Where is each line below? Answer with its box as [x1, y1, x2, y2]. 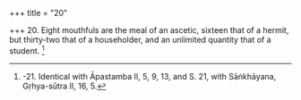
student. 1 [9, 44, 45, 56]
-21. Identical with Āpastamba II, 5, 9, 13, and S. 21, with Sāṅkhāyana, [21, 71, 277, 81]
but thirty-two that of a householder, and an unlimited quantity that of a [9, 35, 271, 45]
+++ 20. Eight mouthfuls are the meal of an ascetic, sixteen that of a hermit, [9, 25, 289, 35]
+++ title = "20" [9, 8, 68, 18]
